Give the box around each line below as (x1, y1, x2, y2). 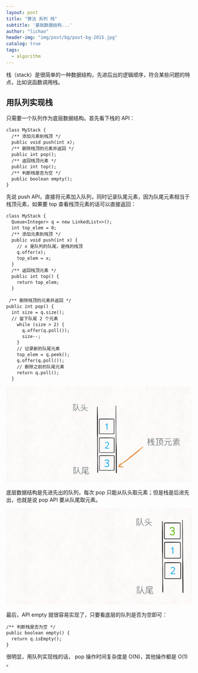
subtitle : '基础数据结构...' (6, 22, 73, 28)
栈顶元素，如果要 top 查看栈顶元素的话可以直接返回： (6, 200, 137, 208)
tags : (6, 47, 20, 53)
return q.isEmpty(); (11, 636, 62, 642)
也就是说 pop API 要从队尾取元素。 (16, 496, 101, 503)
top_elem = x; (17, 255, 51, 261)
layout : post (6, 9, 38, 15)
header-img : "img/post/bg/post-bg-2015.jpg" (6, 34, 118, 41)
